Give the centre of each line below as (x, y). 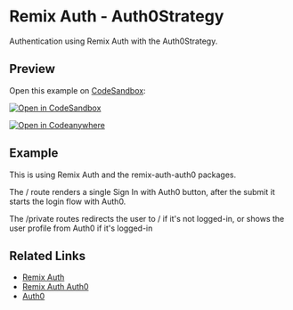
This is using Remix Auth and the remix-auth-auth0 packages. (123, 175)
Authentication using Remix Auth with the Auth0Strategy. (114, 41)
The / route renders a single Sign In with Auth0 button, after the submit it (142, 192)
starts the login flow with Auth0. (68, 201)
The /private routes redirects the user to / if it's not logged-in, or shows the (147, 218)
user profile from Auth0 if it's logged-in (81, 228)
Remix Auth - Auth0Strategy (117, 16)
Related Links (48, 256)
